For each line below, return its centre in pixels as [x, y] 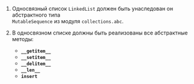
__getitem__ [36, 51]
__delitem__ [36, 64]
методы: [23, 39]
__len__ [30, 70]
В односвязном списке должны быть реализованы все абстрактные [100, 33]
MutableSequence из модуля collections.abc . [68, 21]
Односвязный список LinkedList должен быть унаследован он [92, 9]
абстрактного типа [36, 15]
